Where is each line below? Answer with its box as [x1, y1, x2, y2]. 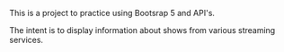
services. [9, 35, 43, 45]
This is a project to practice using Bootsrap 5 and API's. [9, 8, 216, 18]
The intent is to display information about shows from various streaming [9, 25, 276, 35]
